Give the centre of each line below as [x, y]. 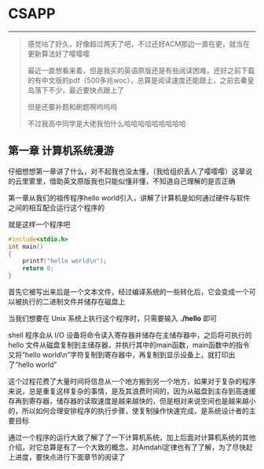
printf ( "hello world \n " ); [65, 261]
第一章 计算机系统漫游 [61, 151]
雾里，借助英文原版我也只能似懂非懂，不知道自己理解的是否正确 [132, 181]
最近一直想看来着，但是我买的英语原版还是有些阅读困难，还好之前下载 [141, 70]
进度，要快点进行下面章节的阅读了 [70, 457]
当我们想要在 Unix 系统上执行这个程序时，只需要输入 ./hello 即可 [113, 318]
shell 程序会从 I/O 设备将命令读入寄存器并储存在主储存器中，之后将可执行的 [130, 335]
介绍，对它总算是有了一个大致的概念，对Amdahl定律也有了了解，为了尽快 [127, 447]
